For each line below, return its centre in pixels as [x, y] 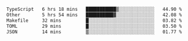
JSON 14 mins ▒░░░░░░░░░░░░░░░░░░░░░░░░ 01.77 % [94, 32]
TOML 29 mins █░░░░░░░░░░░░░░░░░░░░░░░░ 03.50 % [94, 26]
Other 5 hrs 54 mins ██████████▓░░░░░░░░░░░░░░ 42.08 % [94, 15]
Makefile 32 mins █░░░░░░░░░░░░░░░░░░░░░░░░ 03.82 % [94, 20]
